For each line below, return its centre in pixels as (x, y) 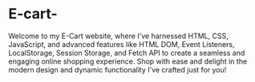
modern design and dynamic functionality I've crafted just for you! (117, 69)
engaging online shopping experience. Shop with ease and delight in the (128, 61)
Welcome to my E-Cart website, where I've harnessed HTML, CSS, (118, 36)
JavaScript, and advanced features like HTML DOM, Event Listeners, (121, 44)
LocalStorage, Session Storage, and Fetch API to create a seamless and (127, 53)
